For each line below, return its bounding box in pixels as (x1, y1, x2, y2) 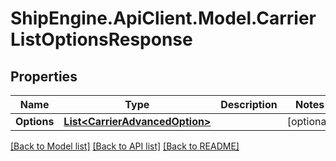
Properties (10, 68, 78, 85)
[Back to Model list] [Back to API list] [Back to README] (10, 140, 240, 152)
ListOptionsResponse (10, 28, 193, 51)
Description (220, 98, 278, 111)
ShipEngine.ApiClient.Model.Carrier (10, 7, 317, 30)
